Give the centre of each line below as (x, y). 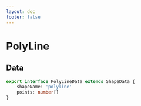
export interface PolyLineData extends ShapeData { (70, 81)
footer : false (23, 17)
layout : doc (21, 11)
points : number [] (38, 92)
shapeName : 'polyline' (44, 87)
